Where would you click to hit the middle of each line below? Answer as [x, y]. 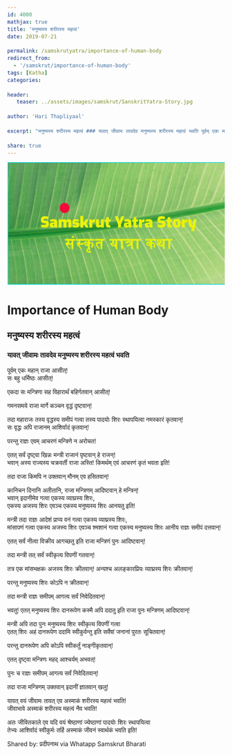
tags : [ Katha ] [28, 72]
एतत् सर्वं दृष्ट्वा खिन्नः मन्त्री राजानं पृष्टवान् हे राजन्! [61, 455]
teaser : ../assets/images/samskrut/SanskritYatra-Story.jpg [105, 102]
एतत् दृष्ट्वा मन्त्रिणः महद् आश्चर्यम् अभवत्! [51, 659]
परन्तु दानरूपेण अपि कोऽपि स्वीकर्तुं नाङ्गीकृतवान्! [60, 645]
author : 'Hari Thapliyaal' [46, 117]
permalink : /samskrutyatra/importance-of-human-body [85, 51]
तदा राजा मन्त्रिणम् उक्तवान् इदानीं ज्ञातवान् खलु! [58, 687]
